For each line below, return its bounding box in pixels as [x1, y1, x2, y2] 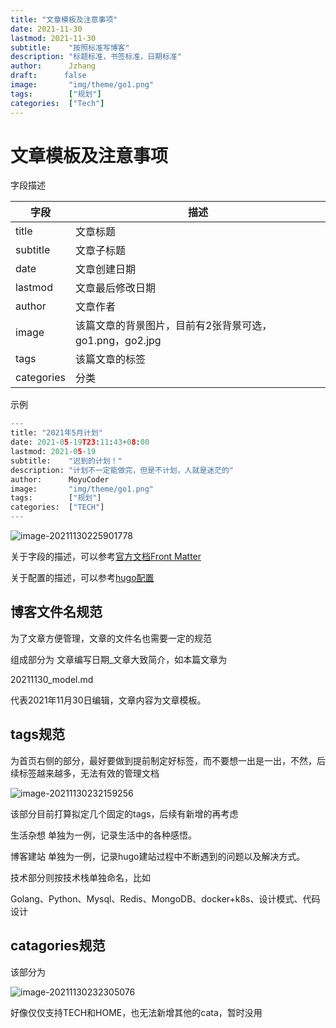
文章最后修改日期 [74, 281, 156, 295]
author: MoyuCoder [10, 474, 110, 485]
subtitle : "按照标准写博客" [10, 42, 130, 53]
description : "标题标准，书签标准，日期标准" [10, 52, 182, 62]
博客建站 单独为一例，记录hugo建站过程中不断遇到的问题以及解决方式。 [10, 850, 306, 862]
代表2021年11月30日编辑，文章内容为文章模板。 [10, 694, 207, 706]
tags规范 [10, 726, 66, 743]
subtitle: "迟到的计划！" [10, 456, 123, 466]
